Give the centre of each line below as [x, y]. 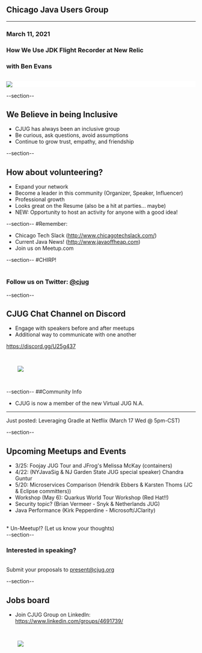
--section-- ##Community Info [44, 392]
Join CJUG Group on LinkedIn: [53, 615]
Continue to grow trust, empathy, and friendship [74, 142]
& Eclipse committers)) [43, 491]
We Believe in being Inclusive [62, 114]
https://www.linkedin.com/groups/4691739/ [69, 621]
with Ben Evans [29, 66]
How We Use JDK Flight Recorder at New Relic [75, 50]
